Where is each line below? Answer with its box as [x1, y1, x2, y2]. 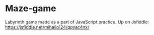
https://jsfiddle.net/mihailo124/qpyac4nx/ [5, 24, 89, 30]
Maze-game [5, 3, 56, 14]
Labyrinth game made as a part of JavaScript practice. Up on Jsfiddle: [5, 19, 149, 25]
